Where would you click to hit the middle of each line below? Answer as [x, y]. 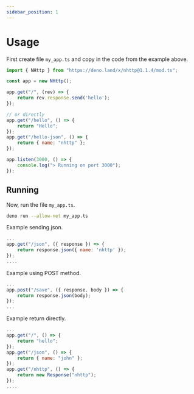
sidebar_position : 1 [33, 12]
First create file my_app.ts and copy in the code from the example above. [97, 59]
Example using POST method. [43, 273]
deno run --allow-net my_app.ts [47, 216]
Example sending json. [35, 227]
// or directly [26, 114]
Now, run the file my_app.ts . [41, 204]
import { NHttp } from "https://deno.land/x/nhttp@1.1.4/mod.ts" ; [92, 70]
